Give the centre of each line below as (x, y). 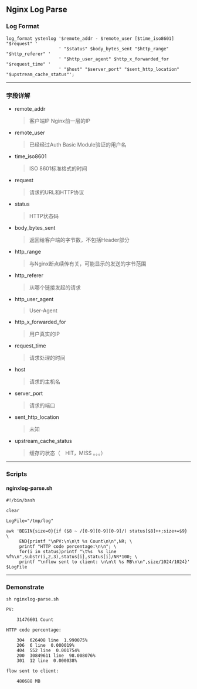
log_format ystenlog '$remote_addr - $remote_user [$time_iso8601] (90, 38)
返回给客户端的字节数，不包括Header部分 (79, 240)
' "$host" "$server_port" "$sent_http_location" (119, 69)
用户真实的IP (45, 334)
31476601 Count (35, 620)
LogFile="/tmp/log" (30, 521)
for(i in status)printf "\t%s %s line (68, 552)
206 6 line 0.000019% (46, 646)
